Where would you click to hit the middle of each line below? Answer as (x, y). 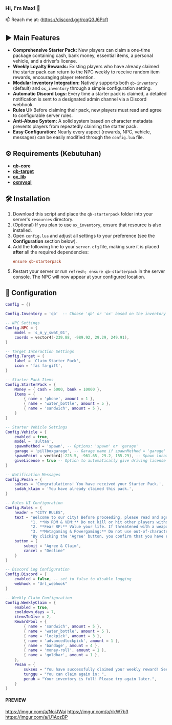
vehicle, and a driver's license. (45, 61)
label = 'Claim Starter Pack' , (48, 361)
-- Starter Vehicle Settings (36, 427)
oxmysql (22, 182)
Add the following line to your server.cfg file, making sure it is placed (86, 246)
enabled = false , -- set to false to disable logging (73, 579)
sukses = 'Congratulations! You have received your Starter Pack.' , (89, 484)
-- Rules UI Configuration (34, 503)
